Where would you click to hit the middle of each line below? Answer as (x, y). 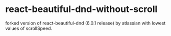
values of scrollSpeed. (29, 28)
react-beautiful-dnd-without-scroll (81, 9)
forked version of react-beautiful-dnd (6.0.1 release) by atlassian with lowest (86, 23)
